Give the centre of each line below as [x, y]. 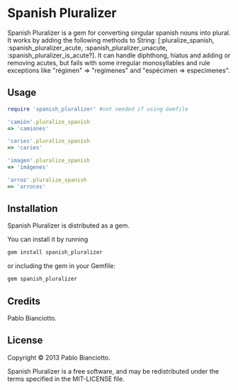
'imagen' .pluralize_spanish [49, 161]
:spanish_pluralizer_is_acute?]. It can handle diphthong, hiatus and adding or [119, 55]
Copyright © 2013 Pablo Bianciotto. [59, 357]
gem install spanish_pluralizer [55, 252]
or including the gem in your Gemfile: [61, 266]
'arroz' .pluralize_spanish [47, 180]
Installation [33, 209]
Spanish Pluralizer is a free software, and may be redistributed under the [113, 371]
